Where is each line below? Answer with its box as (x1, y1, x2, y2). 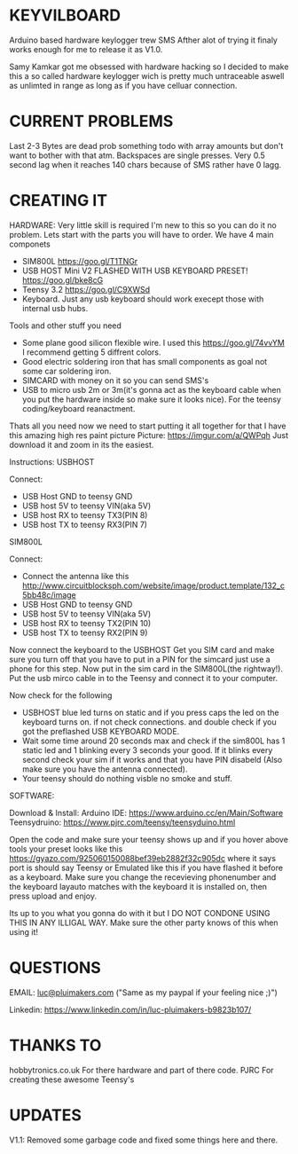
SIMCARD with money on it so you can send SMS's (21, 374, 209, 386)
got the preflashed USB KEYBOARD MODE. (21, 726, 180, 736)
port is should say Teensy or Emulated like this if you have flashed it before (9, 862, 284, 873)
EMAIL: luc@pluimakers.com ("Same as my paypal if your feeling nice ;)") (9, 986, 278, 998)
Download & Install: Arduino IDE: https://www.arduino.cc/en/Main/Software (9, 807, 284, 818)
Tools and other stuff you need (9, 320, 122, 331)
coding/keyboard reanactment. (21, 403, 136, 413)
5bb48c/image (21, 589, 77, 600)
